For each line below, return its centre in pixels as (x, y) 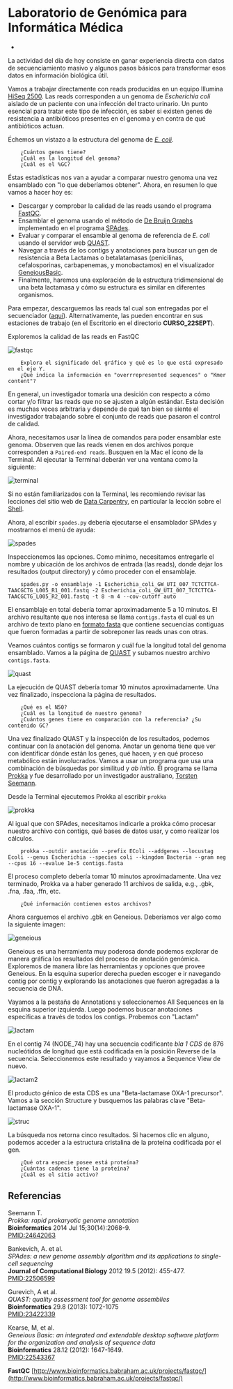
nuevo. (18, 1066)
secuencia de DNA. (35, 988)
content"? (22, 381)
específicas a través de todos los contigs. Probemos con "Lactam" (103, 1016)
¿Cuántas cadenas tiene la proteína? (75, 1169)
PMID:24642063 (32, 1235)
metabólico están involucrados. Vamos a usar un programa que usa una (111, 760)
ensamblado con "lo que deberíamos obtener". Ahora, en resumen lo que (113, 185)
